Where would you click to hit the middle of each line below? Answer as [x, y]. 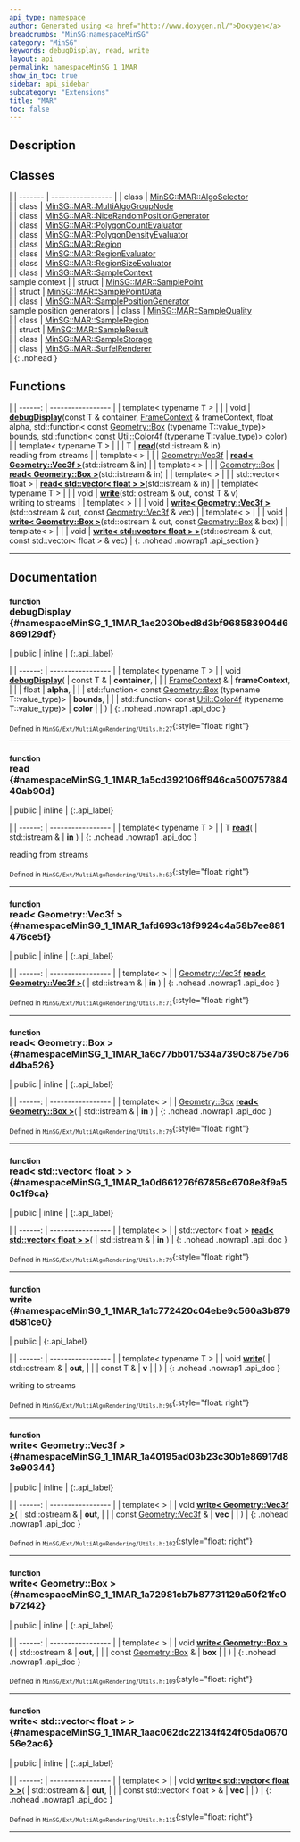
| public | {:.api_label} [48, 1342]
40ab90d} [32, 791]
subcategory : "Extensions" [59, 92]
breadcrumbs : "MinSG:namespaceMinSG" [79, 34]
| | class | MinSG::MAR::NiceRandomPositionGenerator [109, 216]
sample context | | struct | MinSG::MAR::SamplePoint [106, 282]
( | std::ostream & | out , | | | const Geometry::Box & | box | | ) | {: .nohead [143, 1652]
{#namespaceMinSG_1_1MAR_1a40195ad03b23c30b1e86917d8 [149, 1457]
